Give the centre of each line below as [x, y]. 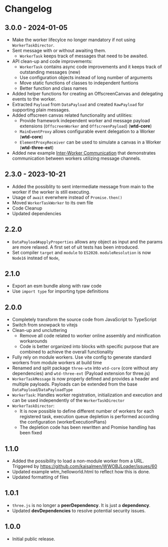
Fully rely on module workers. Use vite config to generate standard [82, 357]
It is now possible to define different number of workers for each [87, 411]
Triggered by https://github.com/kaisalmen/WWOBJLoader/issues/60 [85, 466]
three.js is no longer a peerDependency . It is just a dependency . [81, 505]
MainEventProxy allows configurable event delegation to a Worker [87, 131]
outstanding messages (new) [50, 72]
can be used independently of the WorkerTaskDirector [68, 400]
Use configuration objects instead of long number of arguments [86, 77]
